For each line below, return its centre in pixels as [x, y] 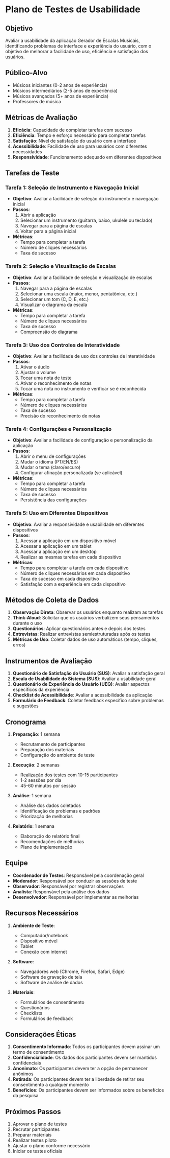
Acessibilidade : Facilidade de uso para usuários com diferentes [80, 146]
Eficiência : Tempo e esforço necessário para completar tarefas [79, 135]
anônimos [23, 1074]
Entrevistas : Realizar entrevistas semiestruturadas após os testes [82, 634]
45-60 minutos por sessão [48, 785]
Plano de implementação [46, 847]
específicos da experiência [41, 690]
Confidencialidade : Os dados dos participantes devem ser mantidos [84, 1058]
